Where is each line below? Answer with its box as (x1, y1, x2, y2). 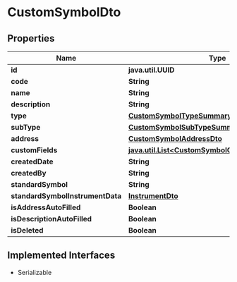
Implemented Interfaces (7, 250, 116, 262)
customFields (11, 145, 58, 155)
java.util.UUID (128, 65, 175, 75)
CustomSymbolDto (7, 4, 121, 20)
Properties (7, 32, 55, 44)
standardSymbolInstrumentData (11, 191, 122, 201)
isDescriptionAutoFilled (11, 214, 92, 223)
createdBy (11, 168, 47, 178)
